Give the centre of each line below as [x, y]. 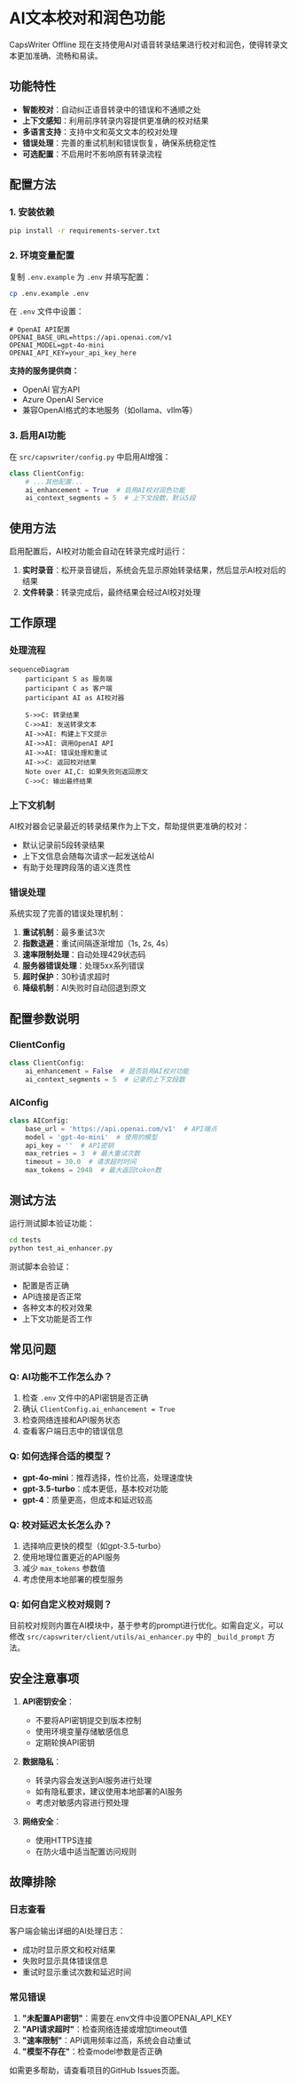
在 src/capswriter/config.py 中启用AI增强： [90, 456]
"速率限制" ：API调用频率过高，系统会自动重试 [106, 2040]
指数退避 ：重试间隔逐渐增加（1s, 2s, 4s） [98, 944]
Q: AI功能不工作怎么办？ [61, 1377]
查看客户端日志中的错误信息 [73, 1431]
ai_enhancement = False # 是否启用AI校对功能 [107, 1071]
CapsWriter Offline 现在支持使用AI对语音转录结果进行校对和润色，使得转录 [145, 44]
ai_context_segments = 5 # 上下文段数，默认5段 [111, 499]
